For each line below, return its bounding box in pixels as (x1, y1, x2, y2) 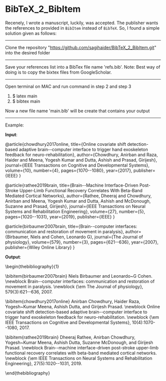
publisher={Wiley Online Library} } (5, 244, 75, 250)
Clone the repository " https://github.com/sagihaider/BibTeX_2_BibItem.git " (5, 44, 157, 50)
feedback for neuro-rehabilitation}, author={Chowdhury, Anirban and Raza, (5, 152, 158, 158)
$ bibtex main (12, 98, 41, 104)
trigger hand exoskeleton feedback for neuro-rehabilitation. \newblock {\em (5, 314, 160, 320)
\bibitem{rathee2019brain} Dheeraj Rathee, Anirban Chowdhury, (5, 334, 136, 340)
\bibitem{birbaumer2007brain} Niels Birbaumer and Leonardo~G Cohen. (5, 273, 153, 279)
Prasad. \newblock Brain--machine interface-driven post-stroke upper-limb (5, 344, 159, 350)
